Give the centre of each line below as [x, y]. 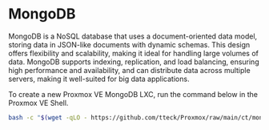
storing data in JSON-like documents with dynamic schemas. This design [129, 44]
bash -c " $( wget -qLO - [48, 117]
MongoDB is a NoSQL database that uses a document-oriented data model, [133, 36]
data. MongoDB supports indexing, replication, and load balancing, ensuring [134, 62]
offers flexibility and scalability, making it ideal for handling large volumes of [133, 53]
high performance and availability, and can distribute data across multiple [129, 70]
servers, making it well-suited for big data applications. [99, 79]
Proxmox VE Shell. [38, 103]
